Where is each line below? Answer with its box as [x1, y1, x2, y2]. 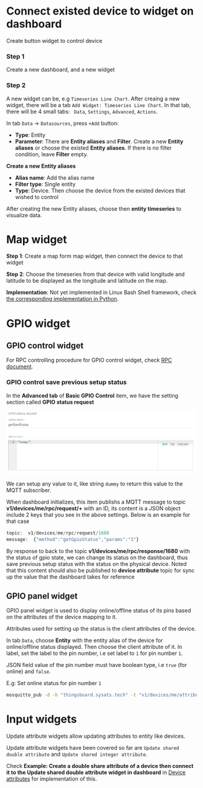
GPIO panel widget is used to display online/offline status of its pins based [6, 607, 192, 614]
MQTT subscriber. [6, 487, 51, 494]
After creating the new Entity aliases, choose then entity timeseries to [6, 205, 182, 212]
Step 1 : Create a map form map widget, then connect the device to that [6, 252, 183, 260]
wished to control [14, 193, 59, 200]
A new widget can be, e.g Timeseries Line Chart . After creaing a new [6, 95, 180, 102]
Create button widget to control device [6, 37, 103, 44]
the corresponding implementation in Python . [6, 295, 119, 303]
